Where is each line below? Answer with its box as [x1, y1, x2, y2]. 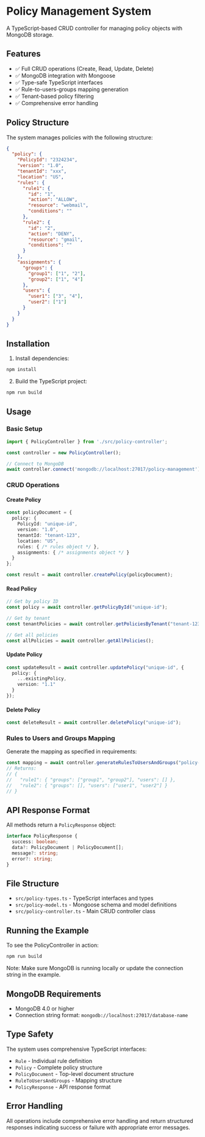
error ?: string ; [12, 856, 53, 862]
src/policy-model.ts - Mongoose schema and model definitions [15, 901, 177, 908]
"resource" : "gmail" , [28, 237, 84, 243]
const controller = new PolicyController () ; [6, 449, 121, 456]
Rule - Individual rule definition [15, 1057, 93, 1064]
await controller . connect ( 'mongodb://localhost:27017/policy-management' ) [6, 466, 201, 473]
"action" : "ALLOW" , [28, 197, 78, 203]
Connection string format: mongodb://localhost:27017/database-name [15, 1011, 188, 1018]
